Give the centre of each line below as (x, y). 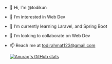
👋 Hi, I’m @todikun (28, 8)
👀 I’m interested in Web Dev (37, 17)
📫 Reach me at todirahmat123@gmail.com (53, 45)
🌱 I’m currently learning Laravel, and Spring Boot (58, 26)
